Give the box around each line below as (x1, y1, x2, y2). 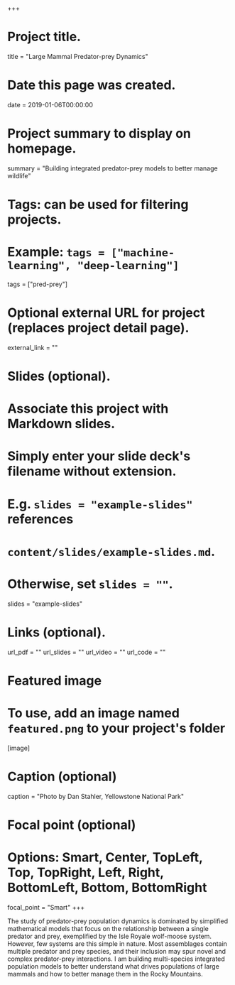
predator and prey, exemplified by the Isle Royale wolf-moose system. (7, 932, 212, 940)
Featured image (7, 673, 102, 689)
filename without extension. (7, 463, 177, 479)
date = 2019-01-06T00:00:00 (7, 100, 94, 109)
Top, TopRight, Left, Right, (7, 864, 165, 881)
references (7, 511, 74, 527)
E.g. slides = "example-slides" (7, 496, 193, 512)
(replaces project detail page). (7, 320, 190, 336)
